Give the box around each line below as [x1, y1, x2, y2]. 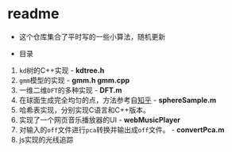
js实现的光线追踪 [18, 135, 74, 144]
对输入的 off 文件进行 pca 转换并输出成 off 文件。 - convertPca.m [18, 124, 225, 135]
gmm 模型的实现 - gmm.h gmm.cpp [18, 75, 130, 85]
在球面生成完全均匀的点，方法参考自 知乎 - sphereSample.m [18, 95, 217, 104]
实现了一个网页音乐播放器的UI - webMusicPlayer [18, 115, 180, 124]
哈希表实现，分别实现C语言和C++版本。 [18, 104, 150, 115]
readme [7, 5, 60, 23]
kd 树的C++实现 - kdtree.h [18, 65, 105, 75]
